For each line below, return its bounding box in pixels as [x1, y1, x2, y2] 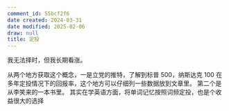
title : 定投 [7, 36, 40, 43]
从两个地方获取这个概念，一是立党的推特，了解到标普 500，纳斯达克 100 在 [7, 71, 223, 79]
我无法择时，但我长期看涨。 [7, 56, 87, 65]
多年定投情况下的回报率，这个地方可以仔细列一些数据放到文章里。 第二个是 [7, 79, 222, 87]
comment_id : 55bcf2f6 [7, 10, 70, 17]
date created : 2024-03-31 [7, 17, 82, 24]
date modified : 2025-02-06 [7, 23, 85, 30]
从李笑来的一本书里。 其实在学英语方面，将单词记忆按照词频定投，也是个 [7, 88, 216, 96]
